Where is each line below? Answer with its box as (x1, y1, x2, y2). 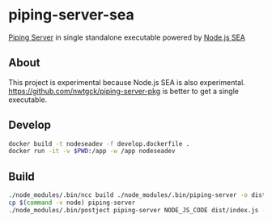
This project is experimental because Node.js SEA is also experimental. (8, 77, 245, 87)
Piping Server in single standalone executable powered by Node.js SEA (8, 32, 245, 42)
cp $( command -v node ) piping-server (8, 199, 136, 207)
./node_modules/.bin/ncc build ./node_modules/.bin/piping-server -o (8, 191, 249, 199)
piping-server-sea (8, 6, 135, 24)
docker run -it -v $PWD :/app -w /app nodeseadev (8, 147, 176, 156)
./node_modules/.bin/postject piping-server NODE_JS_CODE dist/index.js (8, 206, 259, 214)
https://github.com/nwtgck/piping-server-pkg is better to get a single (8, 86, 239, 96)
